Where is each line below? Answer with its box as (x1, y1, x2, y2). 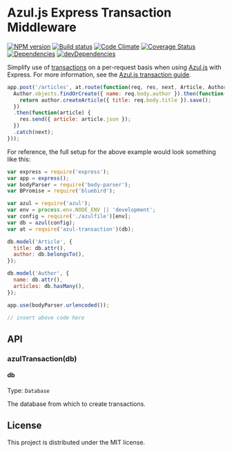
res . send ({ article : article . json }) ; (19, 116, 131, 123)
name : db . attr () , (13, 276, 64, 284)
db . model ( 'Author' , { (7, 270, 70, 277)
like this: (7, 155, 31, 163)
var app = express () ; (7, 175, 70, 182)
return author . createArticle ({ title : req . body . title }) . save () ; (19, 97, 212, 104)
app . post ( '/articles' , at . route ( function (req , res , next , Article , (7, 84, 206, 90)
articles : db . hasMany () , (13, 282, 85, 289)
